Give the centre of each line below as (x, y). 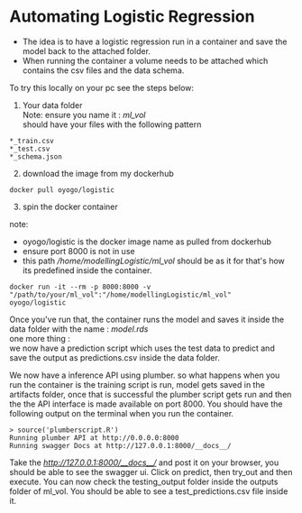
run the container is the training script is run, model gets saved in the (137, 384)
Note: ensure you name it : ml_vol (84, 115)
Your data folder (52, 105)
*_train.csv (32, 141)
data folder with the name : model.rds (79, 329)
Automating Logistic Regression (132, 17)
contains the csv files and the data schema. (103, 70)
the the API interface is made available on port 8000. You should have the (146, 404)
